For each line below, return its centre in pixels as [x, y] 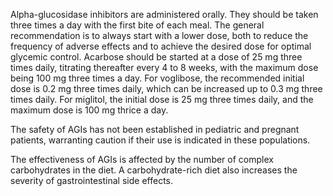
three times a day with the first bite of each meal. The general [137, 25]
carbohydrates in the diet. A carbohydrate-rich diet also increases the [154, 170]
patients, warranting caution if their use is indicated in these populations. [160, 140]
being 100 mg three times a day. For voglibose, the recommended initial [157, 78]
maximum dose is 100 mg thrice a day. [89, 110]
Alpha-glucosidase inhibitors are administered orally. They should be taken [164, 14]
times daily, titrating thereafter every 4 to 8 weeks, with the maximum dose [164, 67]
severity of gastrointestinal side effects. [91, 180]
